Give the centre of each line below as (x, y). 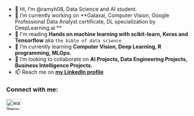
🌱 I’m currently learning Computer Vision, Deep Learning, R (88, 47)
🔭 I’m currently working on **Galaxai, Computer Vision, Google (92, 15)
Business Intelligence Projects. (54, 65)
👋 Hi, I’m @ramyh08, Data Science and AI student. (76, 9)
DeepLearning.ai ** (38, 28)
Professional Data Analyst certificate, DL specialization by (85, 21)
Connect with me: (32, 90)
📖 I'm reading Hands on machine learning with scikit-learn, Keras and (101, 34)
